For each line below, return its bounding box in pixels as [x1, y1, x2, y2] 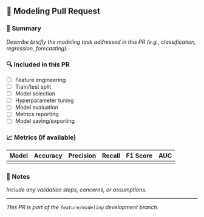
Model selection [15, 90, 56, 97]
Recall [102, 151, 120, 160]
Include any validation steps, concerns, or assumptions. [6, 186, 147, 193]
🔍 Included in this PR [6, 60, 70, 69]
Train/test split [15, 83, 52, 91]
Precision [68, 151, 97, 160]
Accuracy [33, 151, 63, 160]
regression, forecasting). [6, 44, 68, 52]
